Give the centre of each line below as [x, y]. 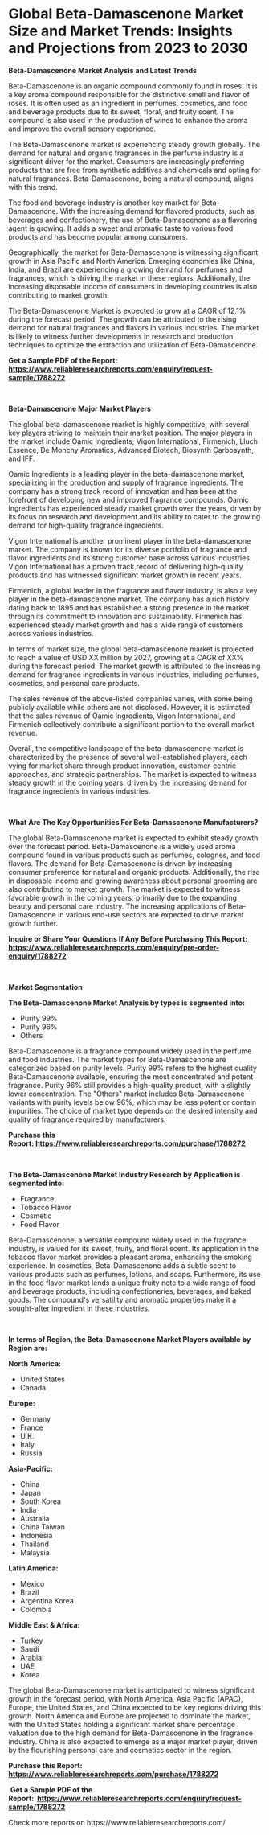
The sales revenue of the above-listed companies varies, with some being [130, 698]
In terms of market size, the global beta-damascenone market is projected [131, 649]
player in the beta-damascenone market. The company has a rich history [129, 599]
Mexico [32, 1583]
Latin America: [33, 1568]
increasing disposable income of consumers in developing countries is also [133, 286]
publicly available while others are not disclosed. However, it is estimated [129, 707]
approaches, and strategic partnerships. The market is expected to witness [132, 774]
